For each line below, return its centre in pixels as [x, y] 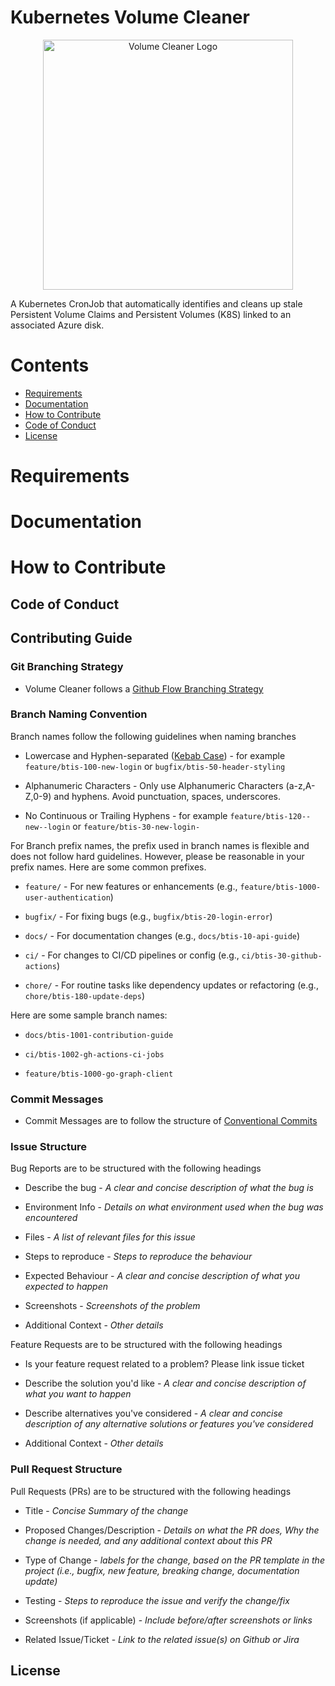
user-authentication [67, 897]
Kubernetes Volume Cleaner [130, 17]
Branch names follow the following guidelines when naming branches [153, 736]
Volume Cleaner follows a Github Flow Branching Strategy [144, 688]
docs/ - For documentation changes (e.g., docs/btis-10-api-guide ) [162, 935]
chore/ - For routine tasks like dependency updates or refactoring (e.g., [171, 985]
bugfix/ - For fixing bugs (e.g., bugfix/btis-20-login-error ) [148, 916]
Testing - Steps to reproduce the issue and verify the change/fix [157, 1600]
